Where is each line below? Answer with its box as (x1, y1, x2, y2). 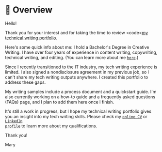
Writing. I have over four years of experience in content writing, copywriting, (5, 49, 158, 55)
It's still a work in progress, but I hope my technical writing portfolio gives (5, 108, 152, 114)
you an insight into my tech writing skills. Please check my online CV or (5, 113, 147, 119)
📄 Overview (5, 4, 52, 15)
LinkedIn (5, 119, 23, 123)
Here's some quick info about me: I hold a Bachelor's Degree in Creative (5, 44, 149, 50)
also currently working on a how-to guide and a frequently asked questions (5, 94, 156, 100)
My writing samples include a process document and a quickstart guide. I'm (5, 89, 157, 94)
